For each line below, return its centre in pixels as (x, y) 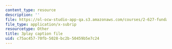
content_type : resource (31, 10)
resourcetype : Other (27, 29)
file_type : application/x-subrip (41, 24)
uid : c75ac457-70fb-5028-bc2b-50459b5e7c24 (52, 39)
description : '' (23, 15)
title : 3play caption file (34, 34)
